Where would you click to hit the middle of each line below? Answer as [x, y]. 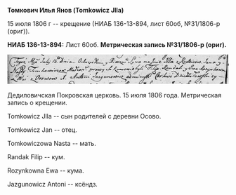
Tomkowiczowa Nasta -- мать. [52, 144]
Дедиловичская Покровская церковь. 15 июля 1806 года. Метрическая [114, 95]
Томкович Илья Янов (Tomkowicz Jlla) [66, 10]
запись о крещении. [38, 103]
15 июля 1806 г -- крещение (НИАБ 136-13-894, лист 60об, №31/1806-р [114, 23]
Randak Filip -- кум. [36, 157]
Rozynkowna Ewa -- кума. [46, 170]
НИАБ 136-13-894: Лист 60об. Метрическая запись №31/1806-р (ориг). [117, 45]
